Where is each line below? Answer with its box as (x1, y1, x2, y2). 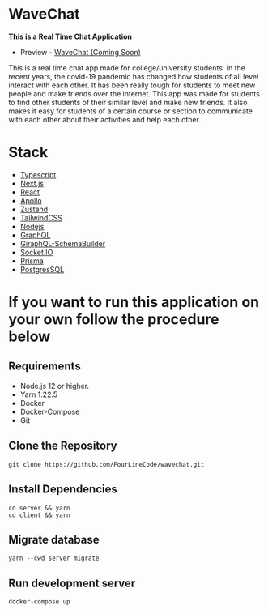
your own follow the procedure (8, 310, 219, 329)
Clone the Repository (8, 439, 117, 453)
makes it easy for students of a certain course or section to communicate (8, 106, 253, 116)
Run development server (8, 576, 136, 590)
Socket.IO (19, 247, 53, 257)
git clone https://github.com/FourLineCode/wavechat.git (8, 460, 205, 468)
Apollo (19, 195, 42, 205)
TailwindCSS (19, 212, 63, 223)
